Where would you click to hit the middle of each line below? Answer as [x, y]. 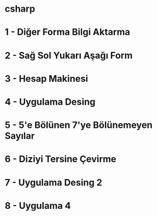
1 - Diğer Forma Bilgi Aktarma [68, 32]
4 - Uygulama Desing [50, 102]
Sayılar [20, 136]
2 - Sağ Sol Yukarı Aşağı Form [69, 55]
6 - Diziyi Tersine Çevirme [60, 159]
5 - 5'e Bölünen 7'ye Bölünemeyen [79, 125]
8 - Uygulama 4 [38, 206]
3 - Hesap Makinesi [46, 79]
